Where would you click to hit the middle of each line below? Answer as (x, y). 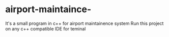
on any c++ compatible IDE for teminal (46, 28)
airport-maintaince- (48, 9)
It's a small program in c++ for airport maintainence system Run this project (84, 23)
